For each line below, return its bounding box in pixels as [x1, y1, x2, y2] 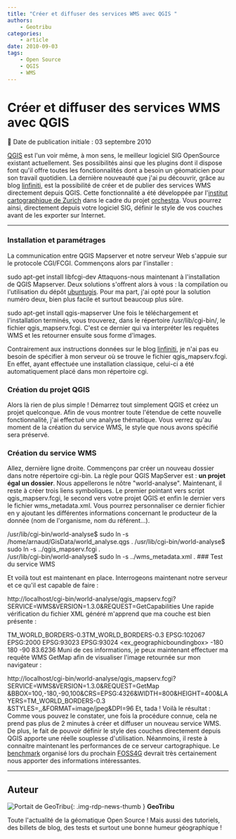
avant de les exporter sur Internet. [7, 211, 106, 220]
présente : [7, 617, 37, 626]
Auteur [7, 783, 39, 795]
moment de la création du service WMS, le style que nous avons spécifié [7, 423, 218, 431]
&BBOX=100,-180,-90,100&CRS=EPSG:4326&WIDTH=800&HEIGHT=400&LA [7, 689, 228, 698]
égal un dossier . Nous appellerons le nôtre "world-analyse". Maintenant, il [7, 479, 223, 488]
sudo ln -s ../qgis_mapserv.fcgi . [7, 545, 100, 553]
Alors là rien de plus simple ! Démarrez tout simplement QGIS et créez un [7, 400, 219, 409]
